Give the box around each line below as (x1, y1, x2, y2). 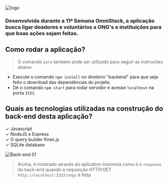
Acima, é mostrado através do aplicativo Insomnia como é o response (17, 161, 161, 167)
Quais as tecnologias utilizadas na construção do (5, 105, 163, 113)
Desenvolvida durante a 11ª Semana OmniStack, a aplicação (5, 17, 155, 24)
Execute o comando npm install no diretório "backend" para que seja (12, 73, 158, 80)
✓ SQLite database (5, 141, 45, 148)
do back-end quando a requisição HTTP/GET (17, 166, 112, 172)
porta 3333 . (12, 89, 36, 96)
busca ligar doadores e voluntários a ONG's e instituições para (5, 23, 162, 30)
